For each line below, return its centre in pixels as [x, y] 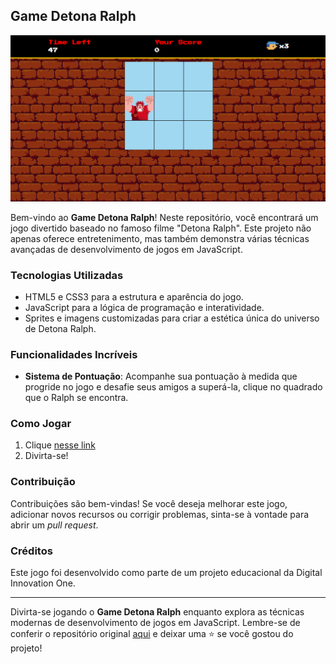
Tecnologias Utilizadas [67, 275]
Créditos [31, 551]
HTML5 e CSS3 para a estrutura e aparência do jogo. [134, 296]
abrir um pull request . [54, 525]
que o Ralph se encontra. [76, 398]
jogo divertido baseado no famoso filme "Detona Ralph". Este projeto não [161, 228]
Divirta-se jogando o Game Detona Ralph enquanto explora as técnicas [157, 612]
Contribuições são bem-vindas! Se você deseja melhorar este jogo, [149, 503]
